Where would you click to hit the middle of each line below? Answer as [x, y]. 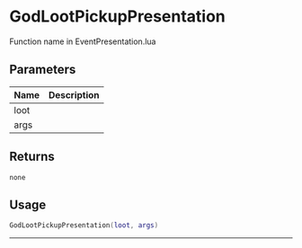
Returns [32, 157]
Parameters [43, 70]
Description [74, 94]
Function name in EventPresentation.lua [83, 41]
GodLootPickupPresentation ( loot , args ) [84, 226]
